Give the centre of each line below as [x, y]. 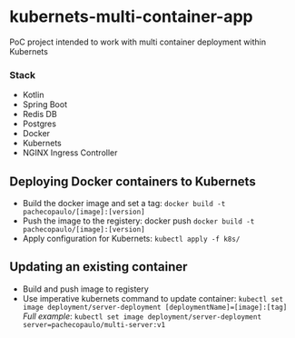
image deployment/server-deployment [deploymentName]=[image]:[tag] [155, 307]
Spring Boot [45, 104]
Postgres [39, 124]
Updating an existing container [98, 267]
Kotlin [33, 95]
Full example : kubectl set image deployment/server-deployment [142, 316]
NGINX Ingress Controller [70, 153]
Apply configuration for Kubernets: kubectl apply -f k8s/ [131, 239]
